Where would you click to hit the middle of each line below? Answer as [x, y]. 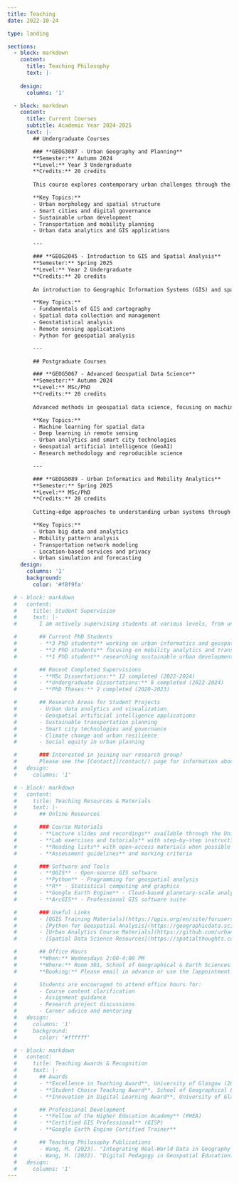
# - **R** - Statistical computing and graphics [97, 887]
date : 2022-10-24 [33, 21]
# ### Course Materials [58, 827]
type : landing [28, 33]
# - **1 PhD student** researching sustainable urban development [124, 656]
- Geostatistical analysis [73, 322]
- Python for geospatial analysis [84, 336]
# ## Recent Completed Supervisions [78, 670]
